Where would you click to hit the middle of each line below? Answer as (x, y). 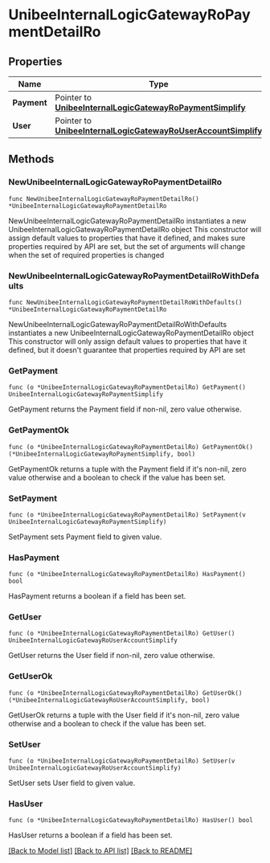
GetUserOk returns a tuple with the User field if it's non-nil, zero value (124, 715)
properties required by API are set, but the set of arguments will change (127, 246)
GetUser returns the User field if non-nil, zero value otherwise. (112, 656)
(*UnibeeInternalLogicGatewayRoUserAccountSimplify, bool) (109, 700)
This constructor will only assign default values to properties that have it (128, 341)
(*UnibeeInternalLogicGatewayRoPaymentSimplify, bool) (102, 454)
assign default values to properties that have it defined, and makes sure (127, 238)
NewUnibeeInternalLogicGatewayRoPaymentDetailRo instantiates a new (127, 221)
